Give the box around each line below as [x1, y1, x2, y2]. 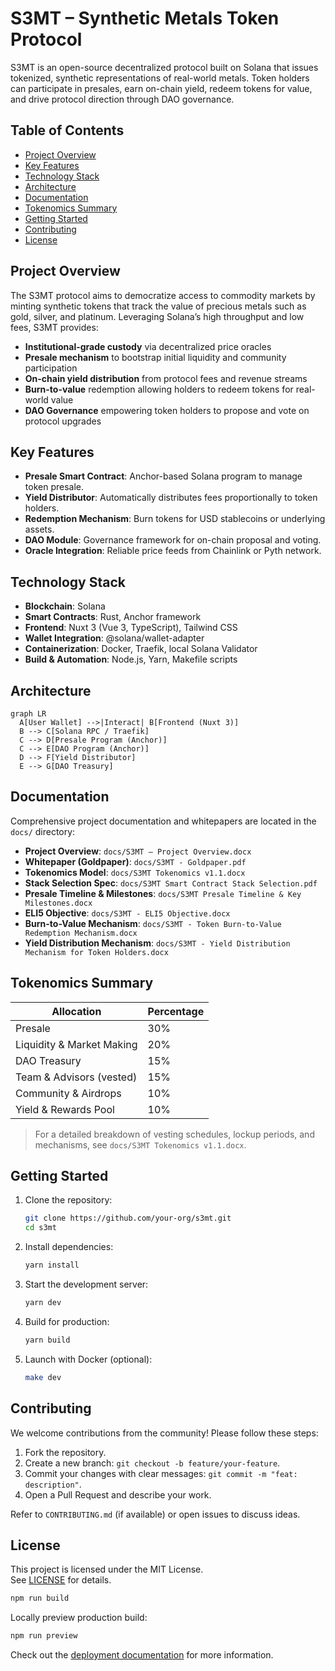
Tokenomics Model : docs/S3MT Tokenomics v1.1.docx [24, 866, 246, 878]
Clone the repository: [24, 1194, 113, 1206]
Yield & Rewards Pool [15, 1102, 115, 1116]
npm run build [10, 1593, 70, 1604]
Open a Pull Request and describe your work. [24, 1488, 212, 1501]
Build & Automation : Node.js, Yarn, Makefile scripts [24, 653, 238, 666]
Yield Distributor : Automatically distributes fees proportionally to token [24, 492, 318, 504]
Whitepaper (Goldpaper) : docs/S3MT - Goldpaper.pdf [24, 855, 247, 867]
